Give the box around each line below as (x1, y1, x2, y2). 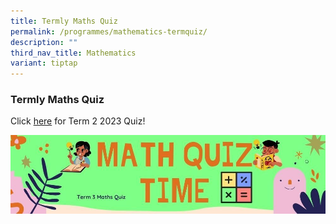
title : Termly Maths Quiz (10, 16, 118, 26)
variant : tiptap (10, 58, 78, 69)
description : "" (10, 37, 78, 47)
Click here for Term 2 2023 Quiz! (10, 115, 146, 127)
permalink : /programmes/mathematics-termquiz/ (10, 26, 208, 37)
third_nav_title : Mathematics (10, 48, 137, 58)
